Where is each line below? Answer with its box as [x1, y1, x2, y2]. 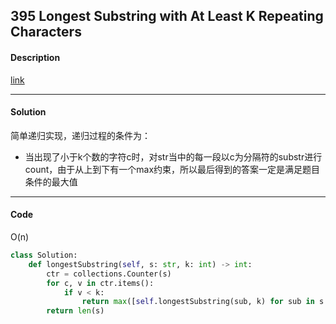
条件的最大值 [24, 175, 78, 188]
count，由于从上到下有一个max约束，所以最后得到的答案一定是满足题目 [24, 163, 321, 175]
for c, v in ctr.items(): [46, 278, 155, 288]
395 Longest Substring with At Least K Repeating [10, 8, 324, 25]
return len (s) [46, 306, 105, 316]
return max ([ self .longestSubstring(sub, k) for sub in [81, 297, 315, 307]
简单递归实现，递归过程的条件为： [10, 129, 151, 141]
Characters [10, 24, 82, 41]
